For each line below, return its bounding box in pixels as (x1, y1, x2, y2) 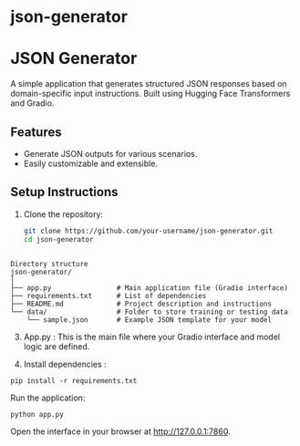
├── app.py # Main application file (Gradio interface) (10, 283, 288, 293)
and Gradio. (10, 98, 55, 109)
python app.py (10, 410, 65, 419)
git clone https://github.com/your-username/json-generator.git (23, 226, 274, 235)
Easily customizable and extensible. (23, 158, 159, 169)
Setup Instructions (10, 184, 119, 200)
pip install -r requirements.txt (10, 376, 138, 385)
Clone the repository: (23, 208, 104, 220)
